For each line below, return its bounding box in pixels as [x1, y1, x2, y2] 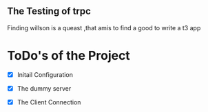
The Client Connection [17, 98, 81, 106]
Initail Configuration [17, 70, 74, 78]
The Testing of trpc [7, 5, 92, 17]
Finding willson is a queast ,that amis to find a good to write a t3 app [7, 23, 201, 32]
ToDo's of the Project [7, 48, 131, 63]
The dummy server [17, 84, 72, 92]
